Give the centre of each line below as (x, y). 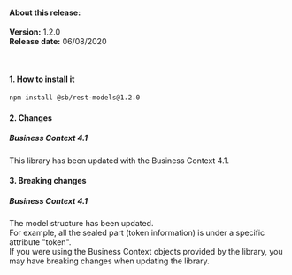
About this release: (45, 12)
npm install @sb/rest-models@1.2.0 (75, 98)
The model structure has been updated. (81, 224)
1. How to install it (42, 79)
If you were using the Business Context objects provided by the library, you (146, 252)
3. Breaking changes (48, 181)
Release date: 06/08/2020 (58, 42)
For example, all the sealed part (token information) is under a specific (137, 233)
